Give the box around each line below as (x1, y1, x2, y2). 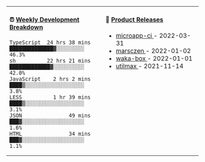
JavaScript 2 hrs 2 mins (9, 76, 91, 82)
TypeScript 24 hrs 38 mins (9, 39, 91, 46)
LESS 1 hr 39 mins (9, 94, 91, 100)
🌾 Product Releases (106, 15, 164, 24)
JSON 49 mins (9, 112, 91, 119)
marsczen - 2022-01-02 (115, 46, 191, 55)
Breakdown (9, 23, 43, 32)
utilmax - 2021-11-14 (115, 62, 184, 70)
